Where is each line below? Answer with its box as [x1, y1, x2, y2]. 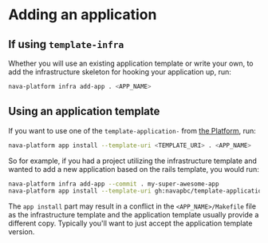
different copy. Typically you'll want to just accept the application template [8, 218, 253, 229]
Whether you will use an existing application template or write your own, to [8, 58, 254, 68]
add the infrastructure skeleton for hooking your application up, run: [8, 67, 231, 77]
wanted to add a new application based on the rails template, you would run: [8, 164, 259, 173]
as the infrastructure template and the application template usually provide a [8, 210, 259, 220]
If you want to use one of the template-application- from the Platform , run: [8, 125, 257, 135]
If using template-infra [8, 38, 124, 51]
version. [8, 227, 35, 237]
